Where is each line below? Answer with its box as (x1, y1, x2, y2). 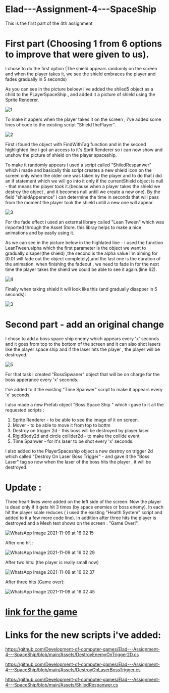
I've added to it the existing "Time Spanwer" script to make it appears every (5, 386, 163, 392)
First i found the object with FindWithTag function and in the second (5, 141, 146, 147)
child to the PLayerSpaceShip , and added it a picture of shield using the (5, 91, 155, 97)
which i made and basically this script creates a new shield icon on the (5, 167, 152, 173)
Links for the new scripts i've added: (5, 629, 161, 641)
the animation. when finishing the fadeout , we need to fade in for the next (5, 261, 159, 267)
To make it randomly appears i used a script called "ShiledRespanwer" (5, 162, 152, 168)
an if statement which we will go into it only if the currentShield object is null (5, 178, 163, 184)
